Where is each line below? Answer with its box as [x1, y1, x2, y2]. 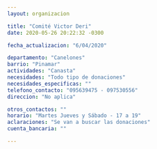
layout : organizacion [7, 10, 70, 17]
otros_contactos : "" [7, 106, 67, 113]
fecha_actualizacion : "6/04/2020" [7, 42, 108, 49]
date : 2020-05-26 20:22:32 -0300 [7, 29, 104, 36]
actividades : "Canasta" [7, 68, 76, 74]
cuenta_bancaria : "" [7, 125, 67, 132]
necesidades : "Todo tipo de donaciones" [7, 74, 126, 81]
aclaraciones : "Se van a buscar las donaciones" [7, 119, 151, 126]
